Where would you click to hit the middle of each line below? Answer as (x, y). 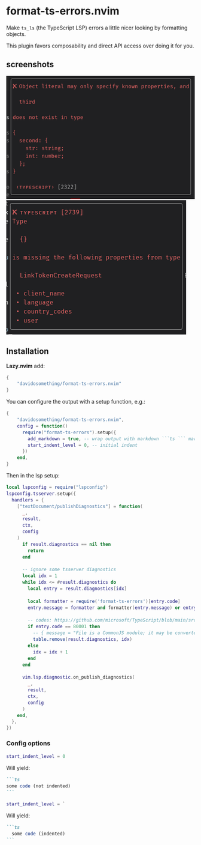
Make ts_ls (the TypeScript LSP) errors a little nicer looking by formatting (97, 28)
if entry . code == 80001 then (64, 627)
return (36, 551)
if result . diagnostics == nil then (66, 544)
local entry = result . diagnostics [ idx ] (77, 589)
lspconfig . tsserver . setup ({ (41, 494)
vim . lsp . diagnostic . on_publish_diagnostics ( (78, 677)
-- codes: (40, 620)
